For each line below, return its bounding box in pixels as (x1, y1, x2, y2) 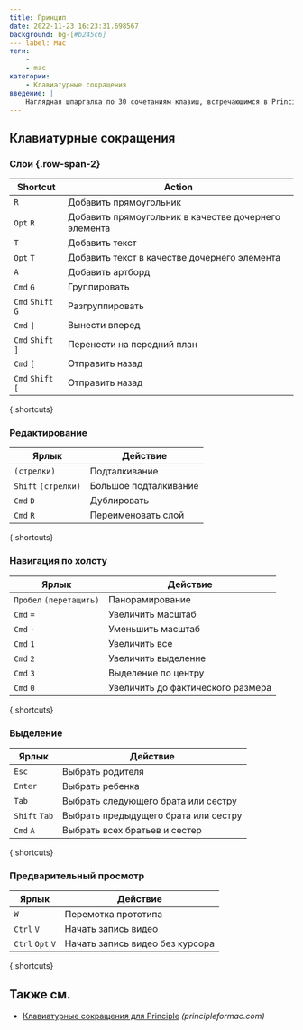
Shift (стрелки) (14, 482, 81, 492)
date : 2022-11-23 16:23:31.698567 (9, 22, 140, 31)
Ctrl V (14, 924, 41, 934)
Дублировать (89, 494, 150, 507)
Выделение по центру (107, 667, 205, 679)
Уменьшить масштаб (107, 622, 201, 635)
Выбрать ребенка (61, 779, 140, 792)
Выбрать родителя (61, 765, 144, 777)
